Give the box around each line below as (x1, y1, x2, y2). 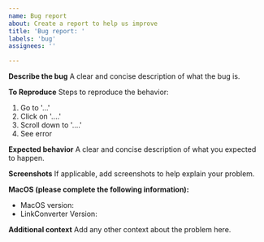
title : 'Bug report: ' (8, 27, 85, 35)
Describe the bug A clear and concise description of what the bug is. (8, 71, 240, 81)
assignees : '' (8, 42, 57, 50)
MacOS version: (19, 201, 75, 210)
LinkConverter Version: (19, 209, 97, 219)
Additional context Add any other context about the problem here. (8, 225, 232, 235)
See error (19, 129, 53, 139)
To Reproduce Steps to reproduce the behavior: (8, 87, 169, 97)
